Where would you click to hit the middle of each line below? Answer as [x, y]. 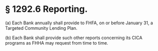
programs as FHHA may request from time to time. [57, 43]
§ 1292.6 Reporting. [46, 9]
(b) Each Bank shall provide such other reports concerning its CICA [74, 38]
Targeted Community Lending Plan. [41, 28]
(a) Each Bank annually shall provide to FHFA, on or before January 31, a [79, 23]
